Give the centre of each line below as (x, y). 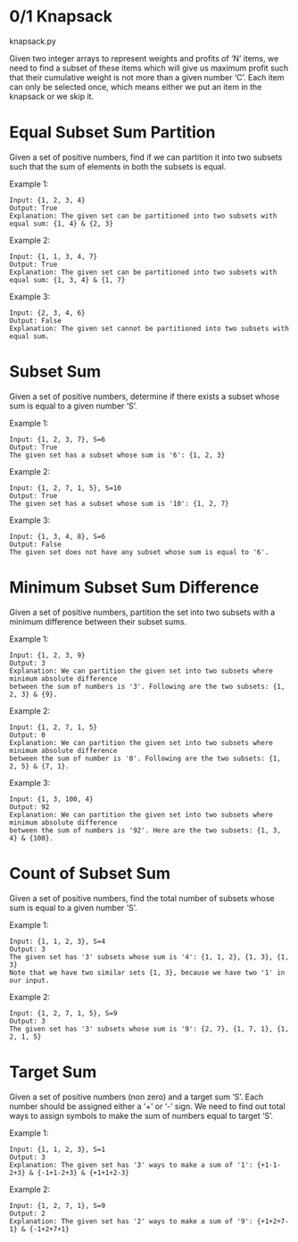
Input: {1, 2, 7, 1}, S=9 (57, 1205)
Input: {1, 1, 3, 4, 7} (54, 256)
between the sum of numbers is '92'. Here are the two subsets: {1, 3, (145, 830)
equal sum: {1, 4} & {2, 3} (62, 224)
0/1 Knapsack (61, 17)
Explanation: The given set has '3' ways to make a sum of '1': (131, 1165)
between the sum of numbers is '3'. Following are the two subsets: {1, (147, 686)
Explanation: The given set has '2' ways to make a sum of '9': (131, 1221)
